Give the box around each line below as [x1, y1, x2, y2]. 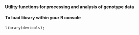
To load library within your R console [5, 15, 81, 21]
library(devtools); [5, 25, 45, 30]
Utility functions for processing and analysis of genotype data [5, 4, 134, 10]
